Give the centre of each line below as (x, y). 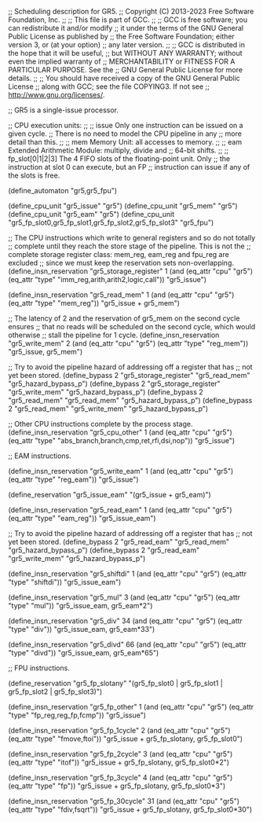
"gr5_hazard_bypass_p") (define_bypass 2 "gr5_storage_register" (115, 383)
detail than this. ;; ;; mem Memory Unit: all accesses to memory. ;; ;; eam (125, 142)
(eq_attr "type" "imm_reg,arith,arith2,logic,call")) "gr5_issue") (107, 279)
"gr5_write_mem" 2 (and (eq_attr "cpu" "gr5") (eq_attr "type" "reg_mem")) (128, 343)
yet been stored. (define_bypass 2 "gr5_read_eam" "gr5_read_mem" (119, 542)
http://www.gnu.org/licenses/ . (57, 95)
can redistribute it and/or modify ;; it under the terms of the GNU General (126, 28)
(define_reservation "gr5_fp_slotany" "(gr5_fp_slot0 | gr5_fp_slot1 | (116, 683)
